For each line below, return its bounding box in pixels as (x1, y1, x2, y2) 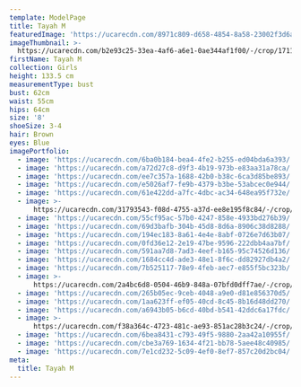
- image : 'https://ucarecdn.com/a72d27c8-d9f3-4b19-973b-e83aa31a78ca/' (17, 163, 295, 172)
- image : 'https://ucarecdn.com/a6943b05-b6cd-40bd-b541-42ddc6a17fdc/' (17, 305, 295, 314)
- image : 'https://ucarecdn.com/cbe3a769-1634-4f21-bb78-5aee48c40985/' (17, 339, 295, 347)
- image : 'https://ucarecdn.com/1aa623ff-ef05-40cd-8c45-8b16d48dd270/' (17, 297, 295, 306)
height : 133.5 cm (9, 72, 74, 81)
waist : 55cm (9, 96, 54, 106)
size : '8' (9, 113, 47, 122)
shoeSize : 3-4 (9, 122, 63, 131)
